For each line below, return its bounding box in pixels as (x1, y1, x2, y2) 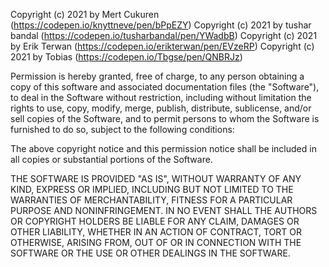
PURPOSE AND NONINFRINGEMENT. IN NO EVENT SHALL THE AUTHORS (10, 205, 318, 216)
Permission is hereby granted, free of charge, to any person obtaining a (10, 70, 305, 82)
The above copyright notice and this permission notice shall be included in (10, 143, 317, 154)
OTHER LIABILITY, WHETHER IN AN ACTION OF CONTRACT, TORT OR (10, 226, 302, 238)
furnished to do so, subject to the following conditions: (10, 124, 235, 135)
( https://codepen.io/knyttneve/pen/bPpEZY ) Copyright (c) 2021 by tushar (10, 19, 312, 31)
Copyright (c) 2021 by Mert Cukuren (10, 9, 160, 20)
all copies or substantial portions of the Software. (10, 154, 213, 165)
